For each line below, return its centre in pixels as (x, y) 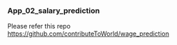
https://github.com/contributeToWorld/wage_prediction (88, 34)
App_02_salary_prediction (54, 11)
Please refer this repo (39, 26)
